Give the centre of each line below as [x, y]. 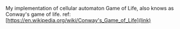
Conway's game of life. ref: [38, 14]
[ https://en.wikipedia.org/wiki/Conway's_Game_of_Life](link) [78, 20]
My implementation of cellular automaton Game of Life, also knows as [90, 8]
